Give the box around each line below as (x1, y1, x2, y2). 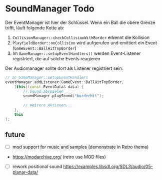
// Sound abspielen (23, 89, 64, 94)
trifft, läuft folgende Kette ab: (5, 24, 64, 30)
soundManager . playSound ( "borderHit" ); (23, 93, 104, 99)
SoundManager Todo (5, 3, 94, 14)
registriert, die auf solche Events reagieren (12, 55, 100, 61)
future (5, 131, 25, 139)
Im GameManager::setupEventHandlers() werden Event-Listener (12, 50, 141, 56)
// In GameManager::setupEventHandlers (5, 75, 88, 80)
